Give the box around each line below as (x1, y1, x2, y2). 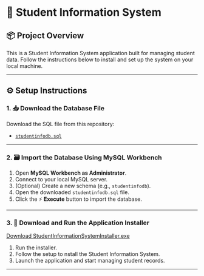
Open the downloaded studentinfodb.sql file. (15, 188, 129, 196)
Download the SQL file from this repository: (6, 120, 115, 127)
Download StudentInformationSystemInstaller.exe (6, 232, 130, 240)
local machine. (6, 62, 43, 69)
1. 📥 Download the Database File (6, 104, 105, 113)
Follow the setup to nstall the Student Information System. (15, 251, 160, 258)
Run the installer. (15, 244, 58, 251)
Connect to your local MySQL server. (15, 175, 108, 183)
